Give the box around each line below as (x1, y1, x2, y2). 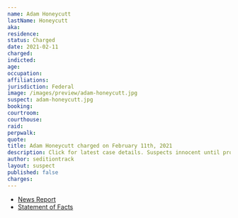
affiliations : (7, 76, 50, 84)
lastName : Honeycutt (7, 17, 69, 24)
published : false (7, 168, 59, 176)
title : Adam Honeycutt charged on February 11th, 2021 (7, 143, 173, 150)
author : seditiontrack (7, 156, 74, 163)
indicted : (7, 57, 37, 64)
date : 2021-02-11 (7, 43, 59, 50)
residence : (7, 30, 40, 38)
